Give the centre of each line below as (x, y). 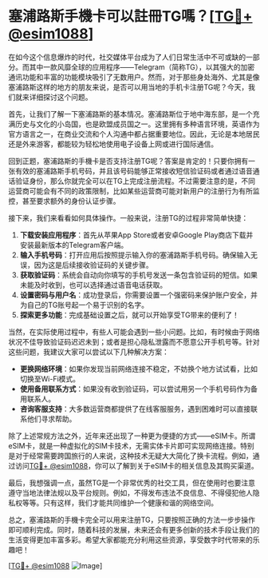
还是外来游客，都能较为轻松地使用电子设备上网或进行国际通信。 (113, 144)
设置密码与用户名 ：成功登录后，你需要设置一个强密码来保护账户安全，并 (138, 295)
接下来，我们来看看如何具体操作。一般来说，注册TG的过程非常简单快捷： (128, 217)
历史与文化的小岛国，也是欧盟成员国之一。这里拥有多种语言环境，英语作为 (137, 124)
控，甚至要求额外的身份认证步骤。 (64, 201)
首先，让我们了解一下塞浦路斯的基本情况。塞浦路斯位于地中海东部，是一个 (130, 114)
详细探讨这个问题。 (61, 97)
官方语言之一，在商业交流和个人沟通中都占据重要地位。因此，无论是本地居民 (134, 134)
